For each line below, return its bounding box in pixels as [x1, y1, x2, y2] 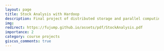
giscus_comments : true [5, 39, 51, 44]
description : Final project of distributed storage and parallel [5, 16, 141, 21]
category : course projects [5, 34, 60, 39]
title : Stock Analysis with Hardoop [5, 12, 80, 17]
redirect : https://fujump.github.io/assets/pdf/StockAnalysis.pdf [5, 25, 143, 30]
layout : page [5, 7, 32, 12]
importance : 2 [5, 30, 34, 34]
